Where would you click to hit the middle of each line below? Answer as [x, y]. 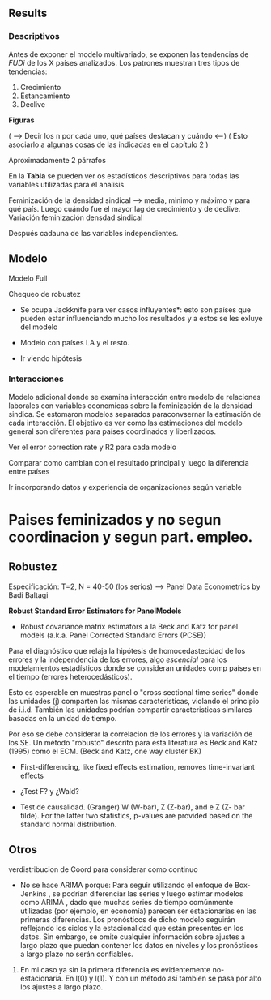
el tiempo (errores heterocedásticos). [70, 676]
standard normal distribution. [68, 824]
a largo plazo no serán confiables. [76, 954]
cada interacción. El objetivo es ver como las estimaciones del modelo [125, 423]
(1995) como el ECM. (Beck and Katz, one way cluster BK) [105, 751]
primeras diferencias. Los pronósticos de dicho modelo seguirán [127, 919]
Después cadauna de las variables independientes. [93, 233]
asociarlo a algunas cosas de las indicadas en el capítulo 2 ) [108, 144]
